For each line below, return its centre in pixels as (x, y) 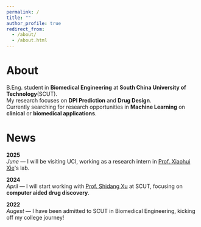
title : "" (19, 18)
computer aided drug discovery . (48, 192)
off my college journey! (35, 217)
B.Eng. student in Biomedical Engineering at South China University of (97, 87)
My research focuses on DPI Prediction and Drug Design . (79, 100)
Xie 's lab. (18, 168)
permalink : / (23, 12)
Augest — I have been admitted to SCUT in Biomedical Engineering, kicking (101, 211)
